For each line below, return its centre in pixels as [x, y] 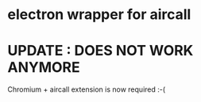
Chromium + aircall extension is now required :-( [87, 89]
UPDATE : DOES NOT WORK [100, 51]
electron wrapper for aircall [99, 15]
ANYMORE [44, 68]
